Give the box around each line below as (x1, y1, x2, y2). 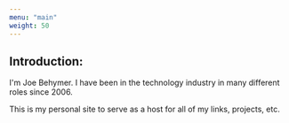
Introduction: (9, 54, 84, 69)
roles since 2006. (9, 87, 73, 97)
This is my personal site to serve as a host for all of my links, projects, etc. (9, 104, 280, 115)
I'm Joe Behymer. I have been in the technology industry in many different (9, 77, 280, 88)
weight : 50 (9, 21, 50, 30)
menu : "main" (9, 12, 58, 22)
